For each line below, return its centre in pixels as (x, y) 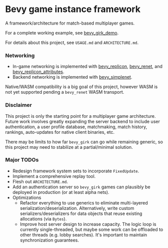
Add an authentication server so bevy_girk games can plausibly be (81, 187)
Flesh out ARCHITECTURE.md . (40, 181)
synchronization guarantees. (49, 240)
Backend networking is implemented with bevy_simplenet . (72, 77)
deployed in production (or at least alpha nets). (61, 192)
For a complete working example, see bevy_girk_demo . (62, 33)
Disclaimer (19, 105)
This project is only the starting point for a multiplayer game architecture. (80, 116)
